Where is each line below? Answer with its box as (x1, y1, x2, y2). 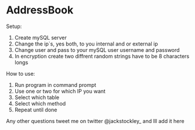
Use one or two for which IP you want (14, 87, 106, 94)
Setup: (6, 23, 22, 30)
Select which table (14, 94, 60, 101)
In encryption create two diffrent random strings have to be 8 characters (14, 52, 190, 59)
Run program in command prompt (14, 81, 97, 88)
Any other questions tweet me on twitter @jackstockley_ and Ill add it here (6, 117, 184, 124)
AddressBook (6, 3, 74, 17)
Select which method (14, 100, 66, 107)
